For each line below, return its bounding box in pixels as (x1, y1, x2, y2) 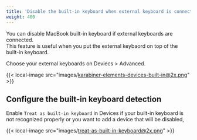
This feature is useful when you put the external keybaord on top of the (6, 42, 178, 50)
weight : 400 (6, 14, 35, 20)
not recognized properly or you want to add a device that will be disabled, (6, 116, 185, 123)
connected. (6, 36, 34, 43)
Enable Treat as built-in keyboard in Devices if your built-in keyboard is (6, 110, 184, 117)
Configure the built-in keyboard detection (6, 94, 162, 104)
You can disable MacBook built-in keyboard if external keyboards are (6, 30, 173, 37)
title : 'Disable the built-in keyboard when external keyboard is (6, 8, 172, 15)
